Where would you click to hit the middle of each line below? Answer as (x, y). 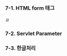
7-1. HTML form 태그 (30, 8)
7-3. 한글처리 (21, 48)
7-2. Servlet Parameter (33, 34)
